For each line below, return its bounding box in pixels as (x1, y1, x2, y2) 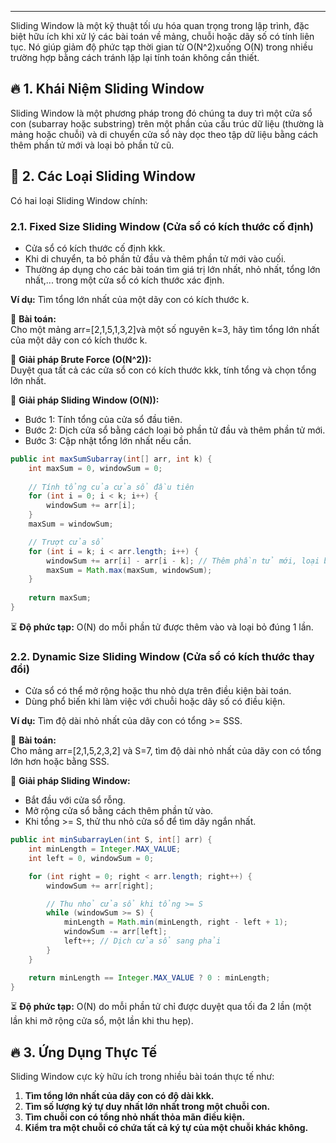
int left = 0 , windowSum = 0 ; (28, 853, 155, 863)
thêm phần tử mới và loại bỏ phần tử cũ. (10, 139, 175, 151)
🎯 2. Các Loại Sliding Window (10, 168, 196, 185)
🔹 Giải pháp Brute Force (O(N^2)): (10, 353, 152, 365)
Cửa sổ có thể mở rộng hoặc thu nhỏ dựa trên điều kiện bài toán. (24, 685, 292, 697)
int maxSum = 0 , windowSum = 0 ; (28, 463, 163, 473)
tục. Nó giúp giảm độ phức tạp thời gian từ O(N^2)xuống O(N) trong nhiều (10, 41, 313, 53)
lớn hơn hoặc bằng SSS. (10, 756, 110, 768)
